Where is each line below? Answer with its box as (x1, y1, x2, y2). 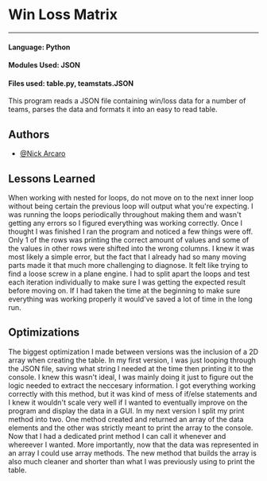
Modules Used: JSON (8, 60, 81, 70)
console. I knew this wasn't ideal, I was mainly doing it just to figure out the (8, 372, 254, 382)
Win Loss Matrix (8, 6, 118, 24)
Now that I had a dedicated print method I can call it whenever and (8, 431, 226, 440)
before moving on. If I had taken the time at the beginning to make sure (8, 285, 241, 295)
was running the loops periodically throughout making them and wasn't (8, 209, 242, 219)
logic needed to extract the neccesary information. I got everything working (8, 380, 256, 390)
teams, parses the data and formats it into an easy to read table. (8, 105, 218, 114)
